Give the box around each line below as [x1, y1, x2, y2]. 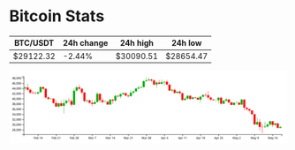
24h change [63, 38, 109, 49]
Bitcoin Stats [9, 6, 105, 26]
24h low [170, 38, 202, 49]
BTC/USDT [14, 38, 55, 49]
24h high [119, 38, 155, 49]
